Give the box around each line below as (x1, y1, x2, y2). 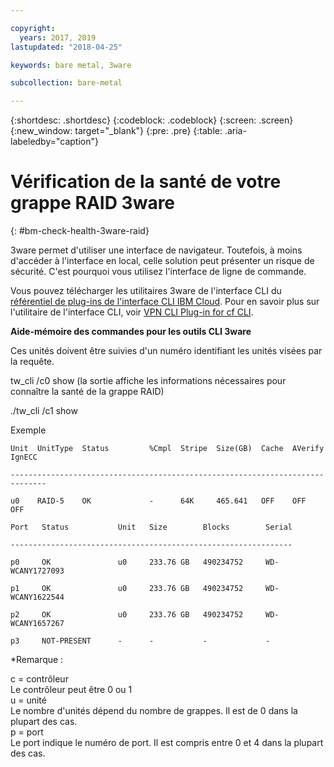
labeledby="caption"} (10, 136, 99, 148)
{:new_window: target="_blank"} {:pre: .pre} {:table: (10, 125, 223, 137)
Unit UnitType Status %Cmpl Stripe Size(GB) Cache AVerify (10, 444, 325, 454)
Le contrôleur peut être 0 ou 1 (10, 684, 133, 696)
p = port (10, 726, 44, 738)
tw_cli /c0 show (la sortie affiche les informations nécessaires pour (10, 375, 287, 387)
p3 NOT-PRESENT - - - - (10, 636, 271, 646)
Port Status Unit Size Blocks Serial (10, 522, 293, 533)
